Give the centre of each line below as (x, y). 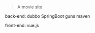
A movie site (30, 7)
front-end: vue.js (22, 25)
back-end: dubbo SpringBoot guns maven (47, 16)
